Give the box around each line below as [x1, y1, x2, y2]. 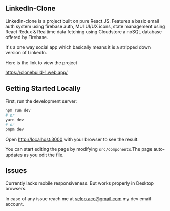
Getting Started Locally [5, 84, 81, 93]
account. [5, 201, 24, 207]
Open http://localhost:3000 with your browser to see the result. [5, 136, 139, 142]
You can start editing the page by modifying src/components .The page [5, 146, 153, 152]
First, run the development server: [5, 98, 77, 104]
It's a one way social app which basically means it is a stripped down [5, 44, 151, 50]
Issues [5, 166, 27, 175]
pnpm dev [5, 127, 24, 132]
